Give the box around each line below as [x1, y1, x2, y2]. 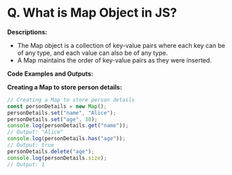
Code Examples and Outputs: [7, 69, 94, 78]
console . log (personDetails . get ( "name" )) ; [7, 122, 129, 129]
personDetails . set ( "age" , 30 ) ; [7, 116, 98, 123]
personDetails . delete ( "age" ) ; [7, 148, 95, 155]
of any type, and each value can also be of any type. [17, 49, 168, 57]
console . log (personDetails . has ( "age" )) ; [7, 135, 126, 142]
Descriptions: [7, 28, 47, 36]
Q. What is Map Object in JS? [7, 5, 177, 21]
